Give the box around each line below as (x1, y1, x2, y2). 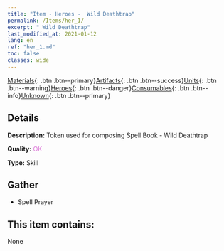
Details (7, 112, 39, 124)
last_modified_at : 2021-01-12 (7, 30, 97, 38)
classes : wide (7, 57, 50, 64)
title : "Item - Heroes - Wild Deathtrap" (7, 10, 135, 18)
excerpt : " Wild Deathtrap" (7, 23, 91, 31)
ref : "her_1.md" (7, 43, 55, 50)
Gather (7, 178, 39, 191)
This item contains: (7, 218, 95, 230)
